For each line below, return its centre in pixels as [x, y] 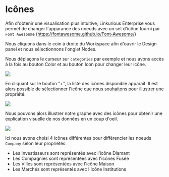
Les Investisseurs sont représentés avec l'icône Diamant [71, 153]
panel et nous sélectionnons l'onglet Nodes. [51, 49]
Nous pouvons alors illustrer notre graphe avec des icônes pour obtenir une [84, 113]
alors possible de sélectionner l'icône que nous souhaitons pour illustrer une [84, 89]
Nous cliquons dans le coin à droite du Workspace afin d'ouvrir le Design [81, 43]
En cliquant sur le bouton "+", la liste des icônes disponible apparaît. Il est [81, 83]
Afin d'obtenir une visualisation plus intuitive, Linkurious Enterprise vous [80, 23]
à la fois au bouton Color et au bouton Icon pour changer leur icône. [76, 64]
